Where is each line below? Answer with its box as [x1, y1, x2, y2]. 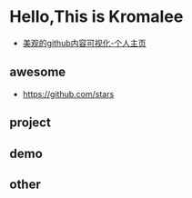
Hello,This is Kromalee [9, 6, 184, 27]
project [9, 115, 52, 131]
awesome [9, 64, 66, 80]
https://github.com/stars [22, 88, 115, 99]
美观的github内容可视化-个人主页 [22, 37, 147, 48]
